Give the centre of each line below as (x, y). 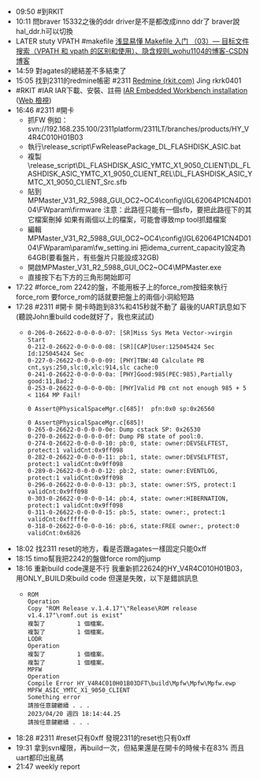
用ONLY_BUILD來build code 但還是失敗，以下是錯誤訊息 (107, 578)
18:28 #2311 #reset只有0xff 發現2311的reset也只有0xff (103, 738)
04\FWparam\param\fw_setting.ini (83, 248)
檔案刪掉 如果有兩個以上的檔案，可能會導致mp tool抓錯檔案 (130, 220)
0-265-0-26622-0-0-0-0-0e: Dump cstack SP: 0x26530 (114, 430)
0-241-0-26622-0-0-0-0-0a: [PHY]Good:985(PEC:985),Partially (130, 375)
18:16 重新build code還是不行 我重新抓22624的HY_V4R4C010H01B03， (131, 568)
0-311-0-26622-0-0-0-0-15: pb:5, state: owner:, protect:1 (126, 512)
